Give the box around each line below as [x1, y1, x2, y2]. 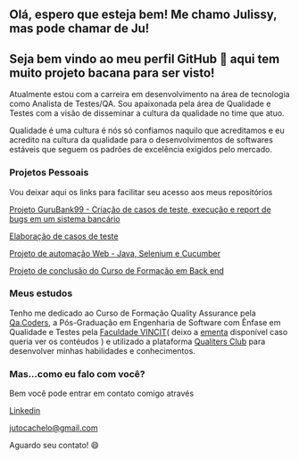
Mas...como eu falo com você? [9, 367, 145, 380]
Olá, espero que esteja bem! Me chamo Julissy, [9, 7, 278, 22]
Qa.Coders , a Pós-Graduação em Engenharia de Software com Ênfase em [9, 316, 281, 328]
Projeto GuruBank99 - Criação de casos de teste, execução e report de [9, 204, 271, 215]
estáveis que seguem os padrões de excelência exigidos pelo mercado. [9, 144, 272, 155]
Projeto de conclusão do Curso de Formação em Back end [9, 265, 225, 275]
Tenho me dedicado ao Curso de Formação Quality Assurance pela [9, 307, 256, 318]
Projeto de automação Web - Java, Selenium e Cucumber [9, 248, 221, 258]
